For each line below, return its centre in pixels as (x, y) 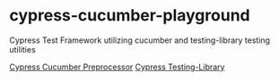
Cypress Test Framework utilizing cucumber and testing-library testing (140, 40)
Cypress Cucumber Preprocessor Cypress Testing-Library (117, 67)
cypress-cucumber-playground (130, 16)
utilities (22, 49)
